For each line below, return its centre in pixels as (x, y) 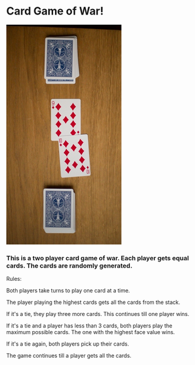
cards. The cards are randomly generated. (69, 266)
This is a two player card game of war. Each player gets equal (97, 258)
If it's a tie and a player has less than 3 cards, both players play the (89, 326)
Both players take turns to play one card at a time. (68, 291)
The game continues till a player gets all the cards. (69, 356)
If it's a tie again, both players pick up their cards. (68, 344)
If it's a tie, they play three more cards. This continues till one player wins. (98, 314)
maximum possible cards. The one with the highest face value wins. (91, 332)
